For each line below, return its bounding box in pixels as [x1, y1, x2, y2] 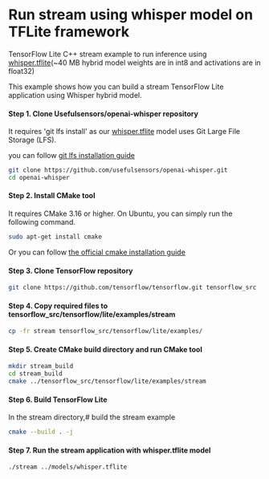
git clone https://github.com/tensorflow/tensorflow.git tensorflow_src [8, 283, 257, 292]
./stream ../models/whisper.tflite [8, 463, 128, 471]
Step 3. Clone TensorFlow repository [8, 266, 133, 275]
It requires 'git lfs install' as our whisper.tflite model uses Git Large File [8, 127, 241, 136]
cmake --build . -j [8, 428, 74, 436]
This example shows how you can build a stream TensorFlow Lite [8, 82, 224, 91]
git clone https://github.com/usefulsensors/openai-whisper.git [8, 166, 228, 174]
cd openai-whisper [8, 174, 70, 182]
